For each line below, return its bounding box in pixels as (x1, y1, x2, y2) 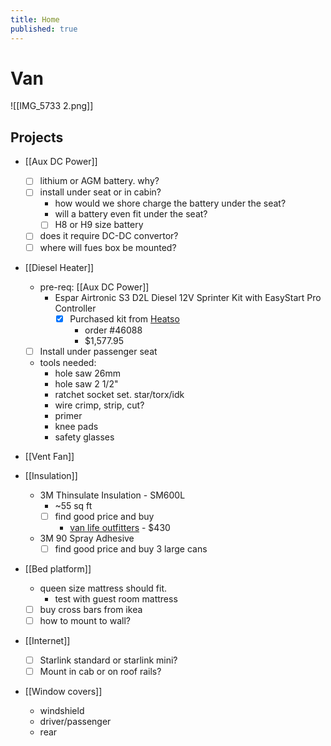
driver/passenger (39, 716, 112, 728)
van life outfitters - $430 (69, 521, 171, 533)
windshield (39, 705, 85, 717)
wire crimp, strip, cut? (54, 399, 145, 411)
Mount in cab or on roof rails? (39, 666, 162, 677)
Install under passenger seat (39, 345, 158, 357)
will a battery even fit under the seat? (54, 208, 208, 220)
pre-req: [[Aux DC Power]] (39, 281, 150, 293)
